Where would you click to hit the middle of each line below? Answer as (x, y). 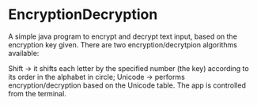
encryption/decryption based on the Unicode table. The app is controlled (127, 85)
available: (24, 53)
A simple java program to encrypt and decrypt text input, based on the (123, 36)
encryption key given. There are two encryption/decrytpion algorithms (123, 44)
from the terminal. (38, 93)
